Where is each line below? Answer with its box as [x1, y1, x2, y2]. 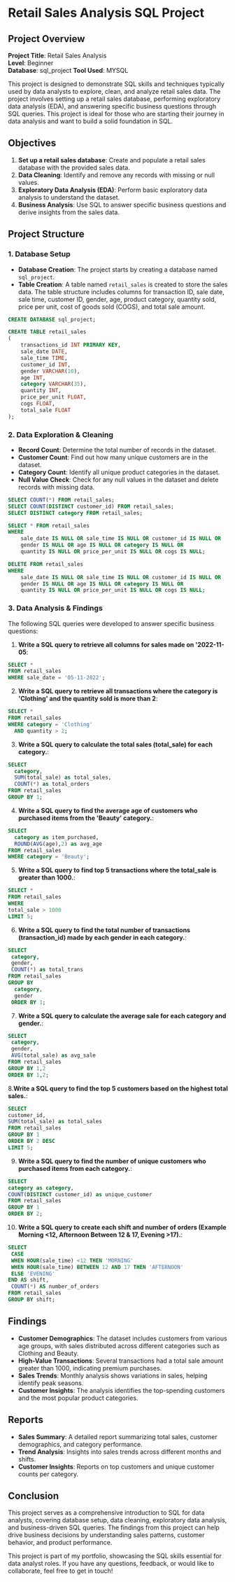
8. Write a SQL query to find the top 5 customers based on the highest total [8, 1084, 228, 1092]
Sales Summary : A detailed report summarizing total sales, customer [17, 1432, 218, 1441]
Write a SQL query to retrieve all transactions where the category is [17, 687, 218, 695]
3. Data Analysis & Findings [8, 604, 104, 613]
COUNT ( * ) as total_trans [10, 966, 83, 973]
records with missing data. [17, 483, 95, 491]
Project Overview [8, 33, 85, 45]
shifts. [17, 1455, 36, 1463]
